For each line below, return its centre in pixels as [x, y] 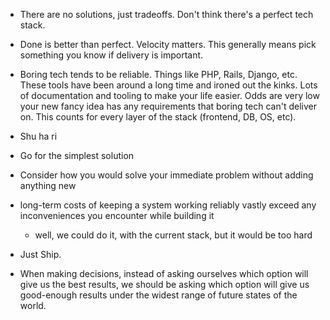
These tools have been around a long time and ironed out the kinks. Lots [168, 85]
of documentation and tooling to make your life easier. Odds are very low [169, 95]
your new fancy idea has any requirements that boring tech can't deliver [168, 106]
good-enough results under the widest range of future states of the [158, 295]
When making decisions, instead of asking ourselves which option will [164, 273]
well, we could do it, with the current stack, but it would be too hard [173, 235]
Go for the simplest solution [77, 155]
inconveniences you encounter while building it [117, 215]
